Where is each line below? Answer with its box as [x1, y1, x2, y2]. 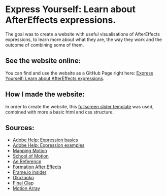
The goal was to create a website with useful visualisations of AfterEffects [5, 31, 160, 37]
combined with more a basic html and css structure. [5, 109, 114, 115]
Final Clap [12, 180, 34, 186]
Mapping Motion [12, 148, 47, 154]
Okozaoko [12, 175, 34, 181]
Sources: [5, 123, 35, 132]
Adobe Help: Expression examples [12, 142, 85, 148]
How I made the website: [5, 90, 85, 99]
